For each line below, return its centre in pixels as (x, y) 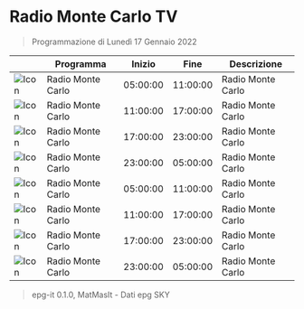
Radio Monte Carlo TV (94, 17)
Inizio (143, 63)
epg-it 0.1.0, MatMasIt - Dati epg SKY (100, 295)
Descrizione (256, 63)
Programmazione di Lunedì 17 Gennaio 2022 (114, 42)
